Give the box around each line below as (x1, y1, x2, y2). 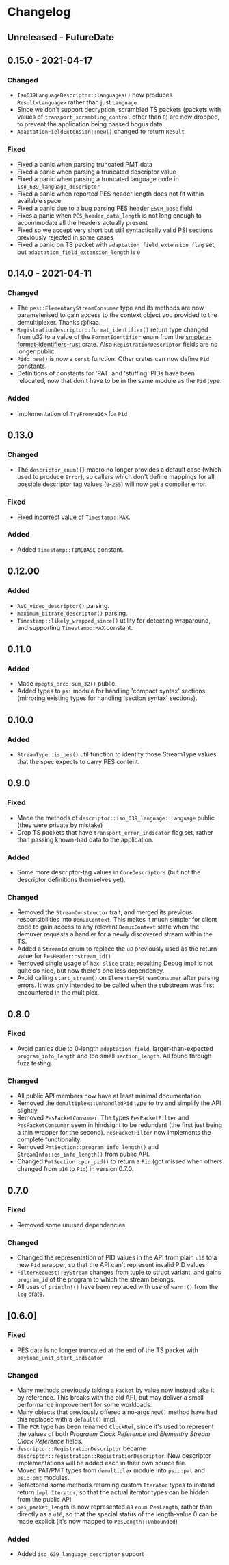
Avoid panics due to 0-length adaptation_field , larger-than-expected (16, 1044, 213, 1052)
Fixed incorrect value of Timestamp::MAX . (16, 513, 131, 521)
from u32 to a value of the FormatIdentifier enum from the (16, 333, 185, 341)
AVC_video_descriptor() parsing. (16, 601, 109, 610)
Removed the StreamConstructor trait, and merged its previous (16, 908, 193, 916)
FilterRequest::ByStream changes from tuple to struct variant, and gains (16, 1268, 221, 1277)
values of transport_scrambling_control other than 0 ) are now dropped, (16, 113, 220, 121)
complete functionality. (16, 1135, 82, 1144)
